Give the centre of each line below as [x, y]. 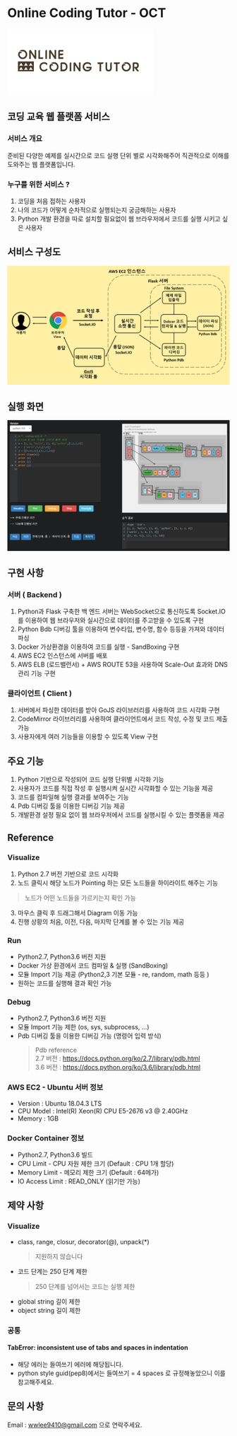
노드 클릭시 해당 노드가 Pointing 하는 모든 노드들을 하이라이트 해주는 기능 [118, 883]
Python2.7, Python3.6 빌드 [55, 1155]
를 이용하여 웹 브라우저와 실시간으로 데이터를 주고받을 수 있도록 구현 [111, 620]
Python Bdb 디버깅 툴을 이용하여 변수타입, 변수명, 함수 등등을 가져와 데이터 [121, 629]
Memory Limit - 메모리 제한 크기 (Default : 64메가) [88, 1173]
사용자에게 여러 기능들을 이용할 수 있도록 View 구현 [88, 736]
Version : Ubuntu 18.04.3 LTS [60, 1103]
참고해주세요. [36, 1382]
